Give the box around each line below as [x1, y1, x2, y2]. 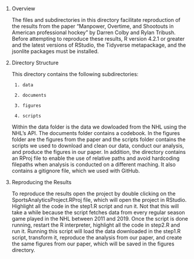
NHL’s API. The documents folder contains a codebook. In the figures [11, 130, 180, 136]
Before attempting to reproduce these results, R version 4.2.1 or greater [11, 35, 185, 42]
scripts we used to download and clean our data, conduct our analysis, [11, 142, 185, 149]
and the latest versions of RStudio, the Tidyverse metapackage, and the [11, 41, 186, 48]
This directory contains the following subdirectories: [11, 71, 139, 77]
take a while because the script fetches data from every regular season [11, 209, 185, 216]
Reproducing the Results [11, 179, 72, 185]
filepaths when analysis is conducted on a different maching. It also [11, 161, 176, 168]
